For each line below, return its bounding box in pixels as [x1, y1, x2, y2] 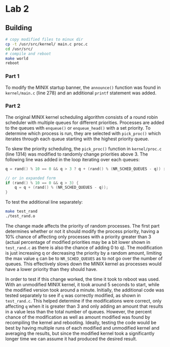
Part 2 [5, 103, 21, 110]
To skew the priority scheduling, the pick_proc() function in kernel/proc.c [5, 145, 162, 152]
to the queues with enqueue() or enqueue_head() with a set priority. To [5, 125, 151, 131]
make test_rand [5, 209, 38, 214]
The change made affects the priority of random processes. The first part [5, 222, 160, 229]
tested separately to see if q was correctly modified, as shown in [5, 292, 141, 299]
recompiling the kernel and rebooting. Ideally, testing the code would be [5, 319, 157, 326]
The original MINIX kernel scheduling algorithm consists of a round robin [5, 114, 158, 120]
